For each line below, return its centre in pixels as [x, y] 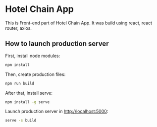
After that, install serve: [29, 93]
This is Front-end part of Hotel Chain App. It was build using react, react [79, 23]
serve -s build [21, 121]
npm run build [20, 83]
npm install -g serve [27, 102]
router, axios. [19, 28]
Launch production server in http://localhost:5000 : [57, 111]
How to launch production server [57, 44]
